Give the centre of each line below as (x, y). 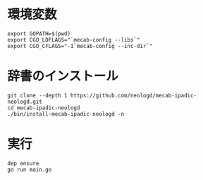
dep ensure (23, 163)
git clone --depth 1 (38, 95)
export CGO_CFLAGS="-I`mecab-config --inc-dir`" (80, 46)
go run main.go (30, 169)
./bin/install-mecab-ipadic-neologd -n (66, 114)
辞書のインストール (63, 77)
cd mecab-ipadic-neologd (44, 108)
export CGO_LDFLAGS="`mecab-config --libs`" (74, 40)
